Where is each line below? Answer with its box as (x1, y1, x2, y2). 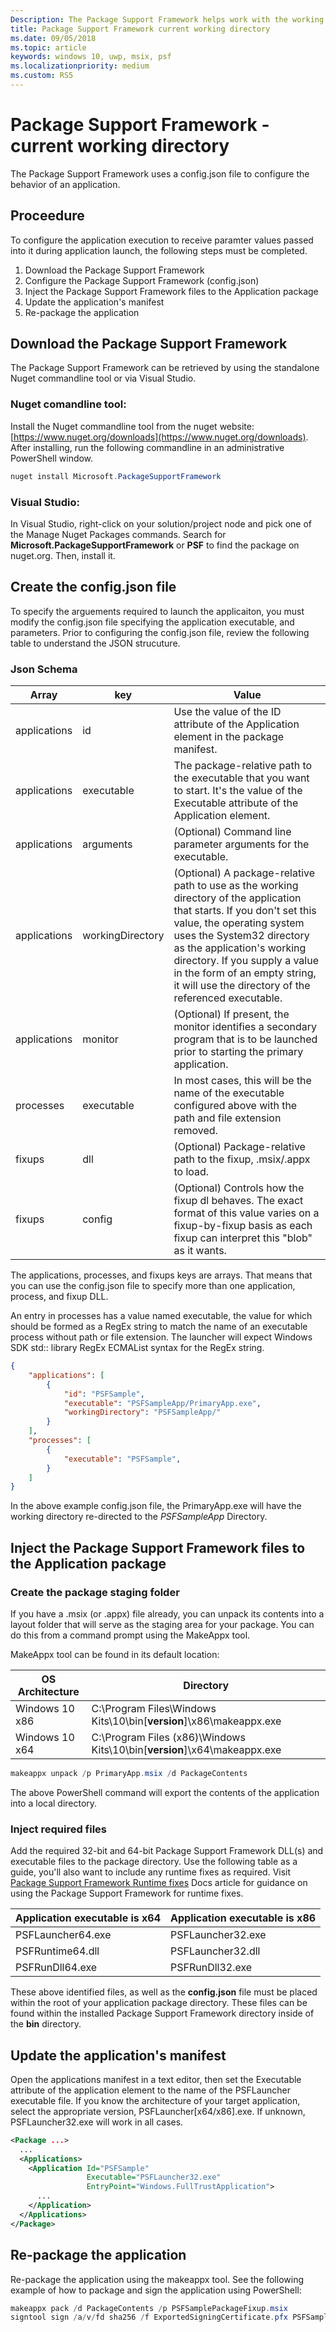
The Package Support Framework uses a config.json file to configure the (10, 167, 310, 180)
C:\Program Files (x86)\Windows (91, 1730, 246, 1744)
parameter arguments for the (173, 837, 310, 851)
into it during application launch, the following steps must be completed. (10, 244, 308, 256)
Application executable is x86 (170, 1911, 317, 1925)
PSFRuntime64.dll (15, 1944, 100, 1958)
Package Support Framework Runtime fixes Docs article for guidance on (10, 1877, 308, 1889)
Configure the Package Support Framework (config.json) (24, 274, 260, 286)
